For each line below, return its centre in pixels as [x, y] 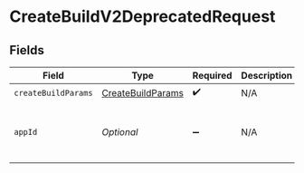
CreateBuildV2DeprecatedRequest [142, 17]
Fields [27, 50]
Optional [120, 132]
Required [212, 76]
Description [267, 76]
